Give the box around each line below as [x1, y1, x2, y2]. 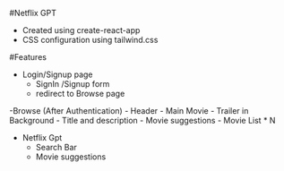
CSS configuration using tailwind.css [22, 35, 159, 45]
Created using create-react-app [22, 25, 141, 35]
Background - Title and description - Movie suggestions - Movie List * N [9, 115, 276, 125]
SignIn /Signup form [35, 79, 110, 89]
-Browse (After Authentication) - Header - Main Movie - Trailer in [9, 106, 249, 115]
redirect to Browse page [35, 89, 125, 98]
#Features [9, 52, 47, 62]
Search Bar [35, 142, 78, 152]
